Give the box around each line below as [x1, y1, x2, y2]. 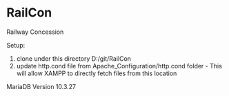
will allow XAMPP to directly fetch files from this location [16, 69, 177, 77]
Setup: [6, 41, 26, 49]
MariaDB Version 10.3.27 [6, 82, 77, 90]
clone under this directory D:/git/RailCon [16, 54, 132, 63]
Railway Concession [6, 28, 64, 36]
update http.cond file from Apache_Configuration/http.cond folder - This [16, 61, 222, 70]
